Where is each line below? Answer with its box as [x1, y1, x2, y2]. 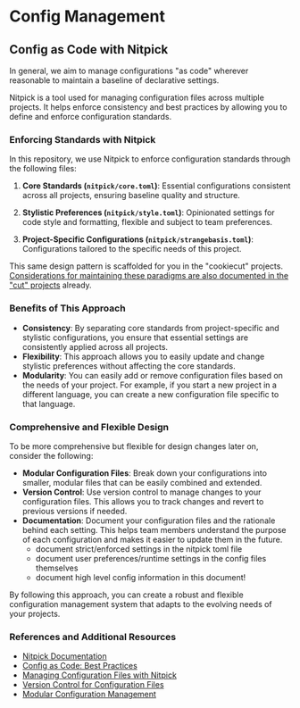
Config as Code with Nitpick [9, 42, 169, 57]
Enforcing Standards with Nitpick [9, 133, 156, 146]
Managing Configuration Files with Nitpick [21, 670, 177, 680]
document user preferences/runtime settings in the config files [35, 553, 267, 563]
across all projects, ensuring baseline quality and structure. [21, 190, 241, 201]
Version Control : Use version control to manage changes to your [21, 487, 262, 497]
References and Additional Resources [9, 630, 177, 643]
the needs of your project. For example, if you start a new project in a [21, 379, 277, 390]
